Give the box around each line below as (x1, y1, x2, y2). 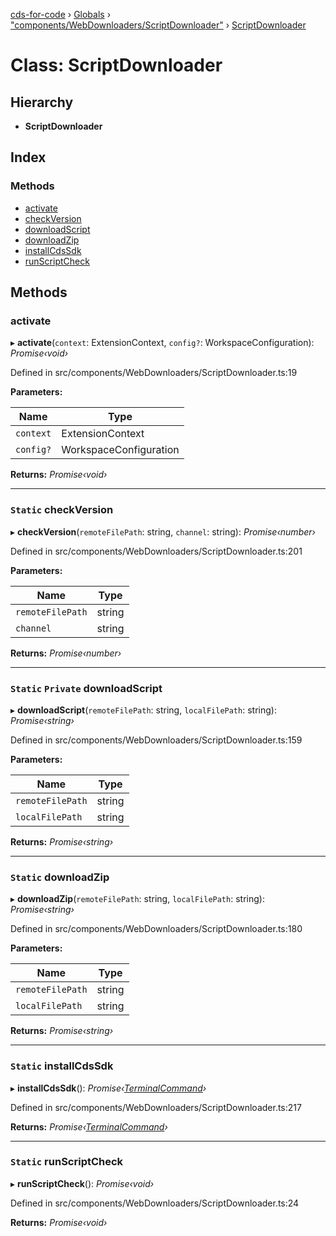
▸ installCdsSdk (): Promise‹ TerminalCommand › (10, 1082, 207, 1094)
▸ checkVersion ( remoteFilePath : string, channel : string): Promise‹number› (10, 525, 316, 538)
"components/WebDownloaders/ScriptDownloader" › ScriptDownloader (10, 19, 307, 31)
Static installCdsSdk (10, 1059, 114, 1073)
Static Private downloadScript (10, 681, 163, 695)
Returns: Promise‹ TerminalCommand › (10, 1120, 168, 1133)
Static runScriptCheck (10, 1155, 124, 1169)
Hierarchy (10, 94, 74, 111)
